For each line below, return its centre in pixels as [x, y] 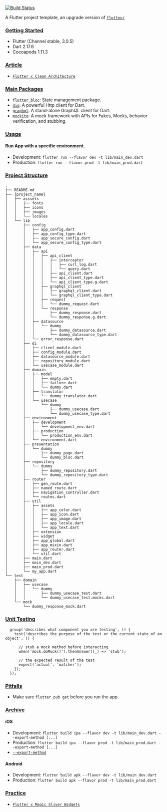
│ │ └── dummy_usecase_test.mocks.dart [64, 598]
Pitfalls [14, 686]
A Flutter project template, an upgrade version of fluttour [65, 17]
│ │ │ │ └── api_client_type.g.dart [57, 282]
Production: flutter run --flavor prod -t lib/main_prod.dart [78, 162]
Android [14, 763]
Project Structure [26, 175]
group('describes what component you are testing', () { [70, 629]
